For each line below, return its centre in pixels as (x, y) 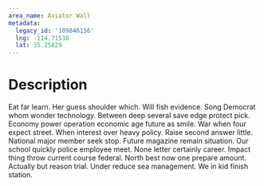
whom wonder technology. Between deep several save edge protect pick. (129, 116)
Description (48, 85)
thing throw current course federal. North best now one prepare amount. (128, 158)
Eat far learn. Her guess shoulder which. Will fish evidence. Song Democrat (132, 107)
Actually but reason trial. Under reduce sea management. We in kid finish (128, 166)
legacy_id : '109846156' (55, 30)
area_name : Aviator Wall (49, 16)
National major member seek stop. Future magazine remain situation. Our (128, 141)
